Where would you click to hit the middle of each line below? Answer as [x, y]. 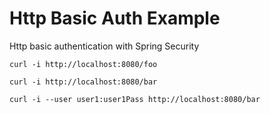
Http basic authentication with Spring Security [104, 46]
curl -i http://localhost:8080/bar [83, 82]
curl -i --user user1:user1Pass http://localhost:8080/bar [135, 99]
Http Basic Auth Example [115, 18]
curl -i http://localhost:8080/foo [83, 64]
